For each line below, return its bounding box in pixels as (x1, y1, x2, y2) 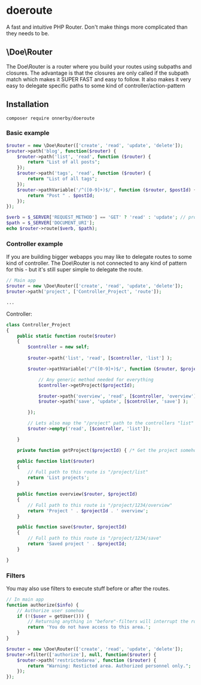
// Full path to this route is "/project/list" (28, 469, 148, 475)
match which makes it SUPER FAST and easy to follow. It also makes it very (6, 75, 191, 82)
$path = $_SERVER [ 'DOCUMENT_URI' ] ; (6, 220, 95, 226)
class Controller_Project (6, 322, 71, 328)
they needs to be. (6, 29, 50, 36)
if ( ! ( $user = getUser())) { (17, 613, 90, 619)
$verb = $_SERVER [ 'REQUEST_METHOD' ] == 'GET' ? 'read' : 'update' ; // (6, 215, 186, 221)
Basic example (6, 129, 50, 137)
